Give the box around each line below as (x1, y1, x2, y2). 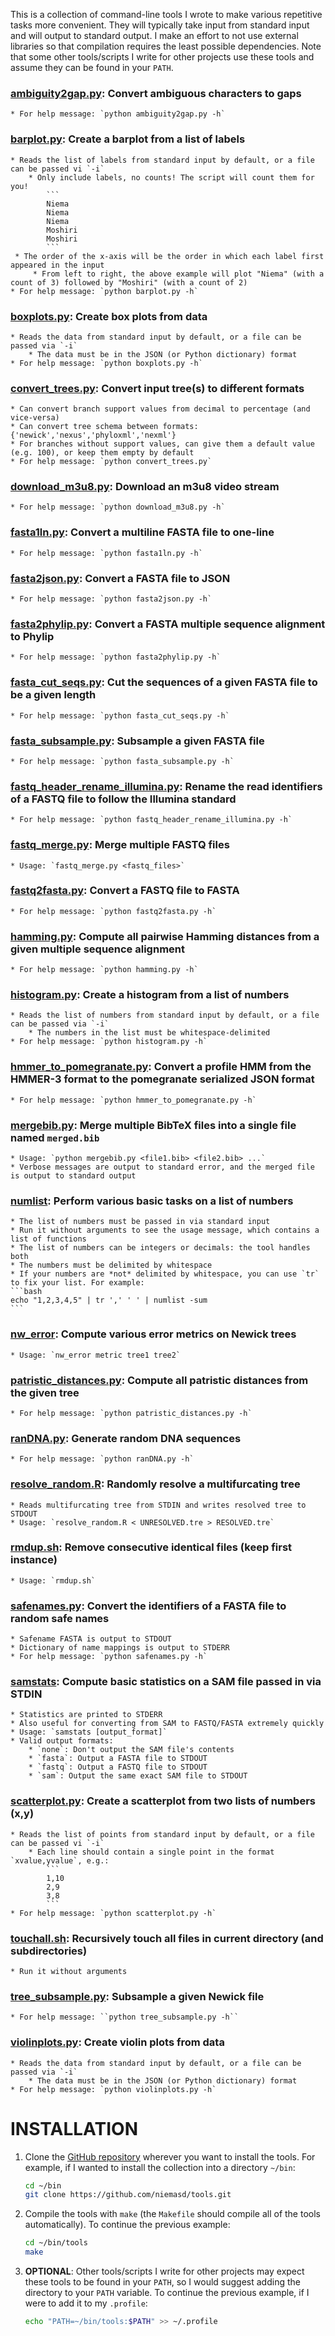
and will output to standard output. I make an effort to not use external (10, 30, 299, 41)
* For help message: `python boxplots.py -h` (10, 358, 203, 368)
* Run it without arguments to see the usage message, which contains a (10, 1225, 320, 1236)
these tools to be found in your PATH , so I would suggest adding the (24, 2276, 301, 2288)
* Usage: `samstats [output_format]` (10, 1727, 168, 1738)
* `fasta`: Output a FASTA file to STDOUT (28, 1754, 208, 1764)
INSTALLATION (10, 2117, 138, 2140)
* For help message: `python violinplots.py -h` (10, 2084, 217, 2094)
